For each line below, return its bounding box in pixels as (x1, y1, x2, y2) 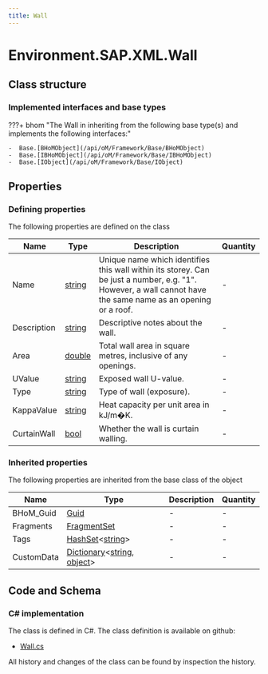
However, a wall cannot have (98, 285, 207, 296)
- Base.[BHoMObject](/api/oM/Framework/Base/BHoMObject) (8, 144, 205, 152)
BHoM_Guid (12, 508, 57, 519)
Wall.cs (19, 641, 44, 652)
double (65, 350, 92, 361)
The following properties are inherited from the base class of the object (8, 475, 243, 485)
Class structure (8, 78, 87, 92)
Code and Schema (8, 584, 101, 597)
